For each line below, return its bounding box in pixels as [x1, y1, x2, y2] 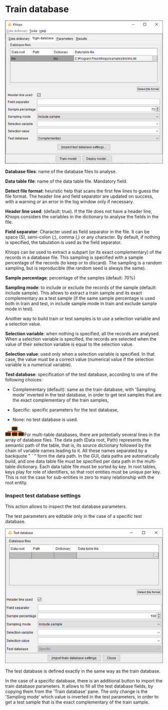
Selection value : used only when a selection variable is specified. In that [5, 351, 155, 357]
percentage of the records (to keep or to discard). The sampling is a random [5, 260, 162, 266]
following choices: [5, 377, 43, 383]
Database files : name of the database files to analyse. [5, 169, 117, 175]
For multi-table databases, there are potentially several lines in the [24, 432, 161, 438]
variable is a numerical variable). [5, 362, 72, 368]
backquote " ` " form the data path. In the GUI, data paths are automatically [5, 453, 160, 459]
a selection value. [5, 321, 41, 327]
